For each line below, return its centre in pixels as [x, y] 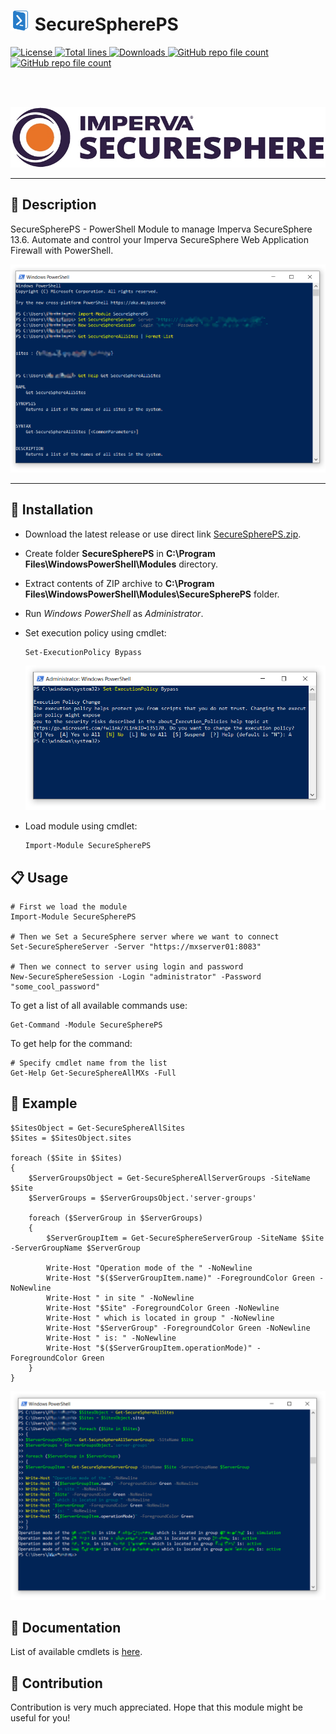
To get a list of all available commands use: [99, 1006]
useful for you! [40, 1718]
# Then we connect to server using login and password [127, 967]
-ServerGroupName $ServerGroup [75, 1248]
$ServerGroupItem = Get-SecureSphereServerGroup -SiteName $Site [185, 1238]
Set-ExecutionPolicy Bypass [83, 652]
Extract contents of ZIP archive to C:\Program [119, 583]
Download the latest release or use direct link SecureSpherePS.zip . [163, 534]
